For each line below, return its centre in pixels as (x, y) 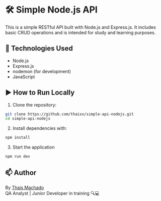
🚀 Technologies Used (39, 48)
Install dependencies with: (39, 128)
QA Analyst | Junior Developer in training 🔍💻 (52, 193)
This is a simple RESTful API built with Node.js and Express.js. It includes (80, 27)
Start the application (33, 147)
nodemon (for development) (42, 71)
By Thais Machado (25, 187)
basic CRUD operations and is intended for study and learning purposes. (80, 32)
